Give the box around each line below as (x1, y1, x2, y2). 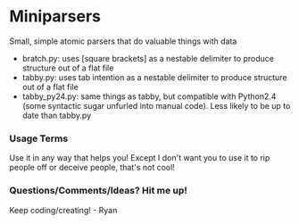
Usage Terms (9, 132, 69, 145)
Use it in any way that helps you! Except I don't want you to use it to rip (9, 153, 270, 163)
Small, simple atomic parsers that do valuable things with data (9, 36, 237, 46)
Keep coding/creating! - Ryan (9, 204, 118, 215)
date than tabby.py (21, 110, 92, 120)
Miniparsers (9, 6, 101, 27)
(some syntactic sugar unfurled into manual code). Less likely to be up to (21, 100, 291, 111)
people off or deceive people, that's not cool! (9, 162, 176, 173)
